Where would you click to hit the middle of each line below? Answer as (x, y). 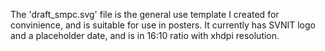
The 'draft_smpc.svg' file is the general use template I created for (145, 14)
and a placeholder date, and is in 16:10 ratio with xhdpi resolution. (145, 35)
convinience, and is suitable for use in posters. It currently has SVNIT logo (163, 25)
